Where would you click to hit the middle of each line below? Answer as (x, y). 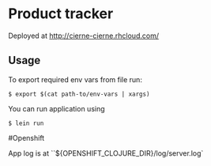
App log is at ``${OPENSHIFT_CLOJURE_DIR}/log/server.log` (106, 153)
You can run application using (57, 108)
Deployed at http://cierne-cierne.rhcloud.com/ (84, 36)
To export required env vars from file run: (75, 79)
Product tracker (61, 14)
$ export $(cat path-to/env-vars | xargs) (79, 94)
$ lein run (26, 123)
